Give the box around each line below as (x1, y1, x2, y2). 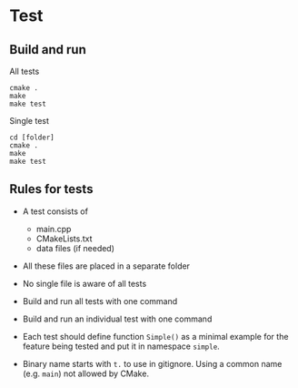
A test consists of (22, 206, 89, 217)
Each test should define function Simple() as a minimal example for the (22, 331, 289, 342)
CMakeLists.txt (35, 233, 93, 244)
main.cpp (35, 223, 72, 234)
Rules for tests (9, 181, 94, 197)
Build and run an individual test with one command (22, 313, 213, 324)
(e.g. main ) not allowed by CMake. (22, 368, 150, 379)
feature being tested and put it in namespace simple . (22, 341, 220, 352)
